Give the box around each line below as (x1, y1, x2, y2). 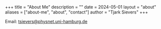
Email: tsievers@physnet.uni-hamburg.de (5, 19, 88, 24)
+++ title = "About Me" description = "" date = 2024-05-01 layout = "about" (5, 4, 157, 10)
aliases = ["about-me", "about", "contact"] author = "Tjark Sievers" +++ (5, 9, 148, 15)
